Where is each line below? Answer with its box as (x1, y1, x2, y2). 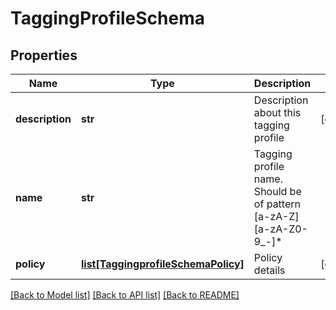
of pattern (253, 197, 301, 211)
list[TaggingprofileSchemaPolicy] (80, 257, 245, 271)
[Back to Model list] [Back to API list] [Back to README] (10, 289, 240, 301)
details (253, 263, 286, 277)
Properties (10, 47, 78, 64)
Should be (253, 185, 302, 198)
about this (253, 106, 302, 119)
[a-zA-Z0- (253, 222, 308, 236)
